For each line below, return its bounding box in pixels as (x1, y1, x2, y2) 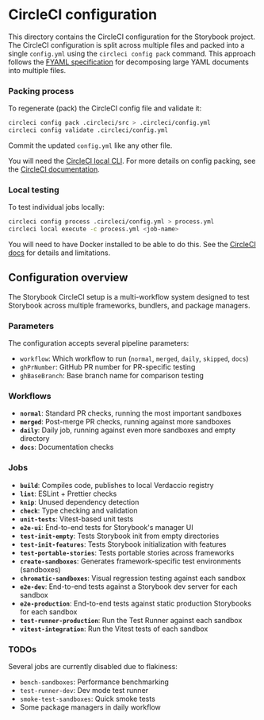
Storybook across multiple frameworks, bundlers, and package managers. (8, 300, 251, 310)
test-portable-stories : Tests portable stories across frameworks (19, 548, 235, 557)
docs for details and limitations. (8, 248, 111, 257)
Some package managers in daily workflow (19, 703, 161, 712)
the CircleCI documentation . (8, 165, 101, 174)
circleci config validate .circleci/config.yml (8, 126, 169, 134)
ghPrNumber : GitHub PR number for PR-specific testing (19, 362, 196, 372)
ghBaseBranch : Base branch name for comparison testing (19, 371, 205, 381)
